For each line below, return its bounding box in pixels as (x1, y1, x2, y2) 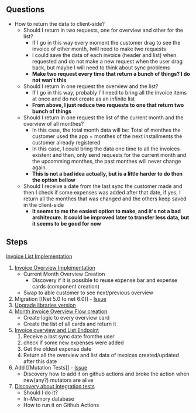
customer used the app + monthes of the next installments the (32, 132, 183, 140)
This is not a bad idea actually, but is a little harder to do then (32, 170, 183, 177)
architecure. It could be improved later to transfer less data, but (32, 214, 190, 221)
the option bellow (32, 176, 75, 183)
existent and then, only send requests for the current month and (32, 151, 187, 158)
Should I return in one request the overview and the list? (23, 82, 159, 90)
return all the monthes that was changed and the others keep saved (23, 195, 187, 202)
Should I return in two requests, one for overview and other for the (23, 26, 183, 33)
